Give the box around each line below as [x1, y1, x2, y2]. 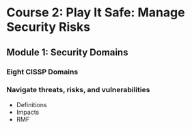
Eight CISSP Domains [6, 67, 79, 76]
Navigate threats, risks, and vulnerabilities [6, 85, 150, 95]
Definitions [16, 100, 47, 109]
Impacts [16, 108, 40, 116]
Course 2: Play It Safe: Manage [6, 5, 185, 20]
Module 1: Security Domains [6, 46, 128, 58]
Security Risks [6, 19, 90, 35]
